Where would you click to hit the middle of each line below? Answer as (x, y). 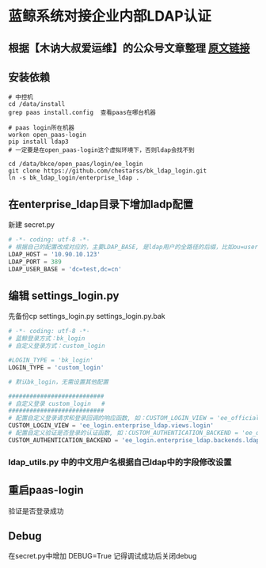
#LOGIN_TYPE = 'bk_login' (51, 361)
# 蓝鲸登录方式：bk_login (47, 339)
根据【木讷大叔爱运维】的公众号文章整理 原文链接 (129, 48)
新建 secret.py (32, 225)
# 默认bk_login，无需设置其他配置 (59, 382)
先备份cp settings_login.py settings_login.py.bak (87, 316)
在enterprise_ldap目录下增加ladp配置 (101, 204)
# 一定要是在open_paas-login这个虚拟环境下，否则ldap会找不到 (102, 150)
